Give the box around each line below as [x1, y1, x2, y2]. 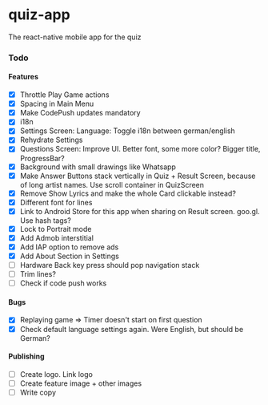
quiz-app [8, 6, 70, 24]
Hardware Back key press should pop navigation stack [19, 261, 200, 270]
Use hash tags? [19, 215, 72, 225]
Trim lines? [19, 269, 56, 279]
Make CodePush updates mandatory [19, 108, 142, 118]
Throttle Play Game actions [19, 90, 110, 99]
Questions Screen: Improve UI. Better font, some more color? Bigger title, [19, 144, 261, 154]
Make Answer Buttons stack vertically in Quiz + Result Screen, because [19, 171, 256, 180]
